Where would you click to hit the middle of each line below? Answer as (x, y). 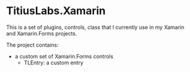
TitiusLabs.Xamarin (56, 11)
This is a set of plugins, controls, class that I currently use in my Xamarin (95, 27)
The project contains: (32, 45)
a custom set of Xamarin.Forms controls (64, 56)
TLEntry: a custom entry (53, 63)
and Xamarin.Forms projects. (42, 33)
